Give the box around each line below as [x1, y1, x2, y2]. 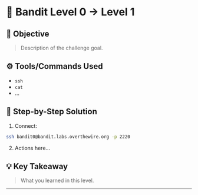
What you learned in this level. [20, 177, 94, 184]
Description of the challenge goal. [20, 44, 103, 51]
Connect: [14, 122, 37, 129]
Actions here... [14, 144, 51, 151]
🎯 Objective [6, 29, 49, 39]
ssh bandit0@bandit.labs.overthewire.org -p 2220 [6, 134, 131, 140]
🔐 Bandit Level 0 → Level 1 [6, 5, 135, 19]
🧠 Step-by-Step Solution [6, 107, 97, 117]
